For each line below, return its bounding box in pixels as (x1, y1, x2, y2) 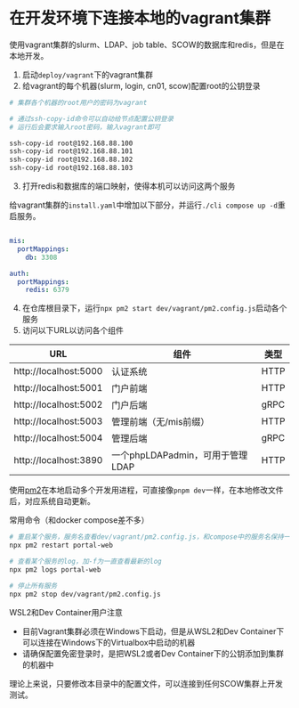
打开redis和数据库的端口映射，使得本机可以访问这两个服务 (21, 181, 236, 191)
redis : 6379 (25, 286, 69, 295)
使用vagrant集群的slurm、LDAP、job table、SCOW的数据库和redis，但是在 (9, 39, 285, 50)
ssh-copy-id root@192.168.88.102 (9, 155, 133, 165)
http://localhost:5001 (13, 382, 103, 395)
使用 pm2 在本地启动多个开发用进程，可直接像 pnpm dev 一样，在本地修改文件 (9, 484, 284, 495)
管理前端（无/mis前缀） (110, 416, 210, 428)
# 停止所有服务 (9, 581, 58, 590)
